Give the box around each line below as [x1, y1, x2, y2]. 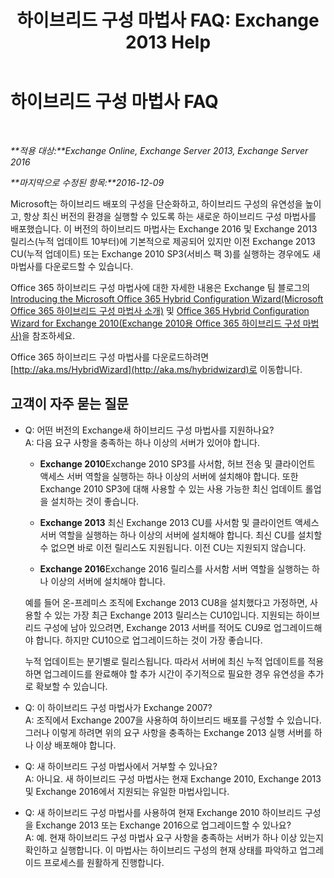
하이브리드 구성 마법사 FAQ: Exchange [16, 9, 320, 32]
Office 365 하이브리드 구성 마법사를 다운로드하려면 [10, 351, 210, 363]
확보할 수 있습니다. [35, 680, 108, 692]
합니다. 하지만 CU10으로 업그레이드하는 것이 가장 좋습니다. [35, 634, 263, 646]
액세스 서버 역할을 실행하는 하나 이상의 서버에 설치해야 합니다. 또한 [39, 470, 299, 482]
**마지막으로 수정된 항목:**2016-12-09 [10, 176, 165, 188]
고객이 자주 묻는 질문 [10, 396, 129, 413]
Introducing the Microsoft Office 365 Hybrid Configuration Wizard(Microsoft [10, 292, 324, 305]
